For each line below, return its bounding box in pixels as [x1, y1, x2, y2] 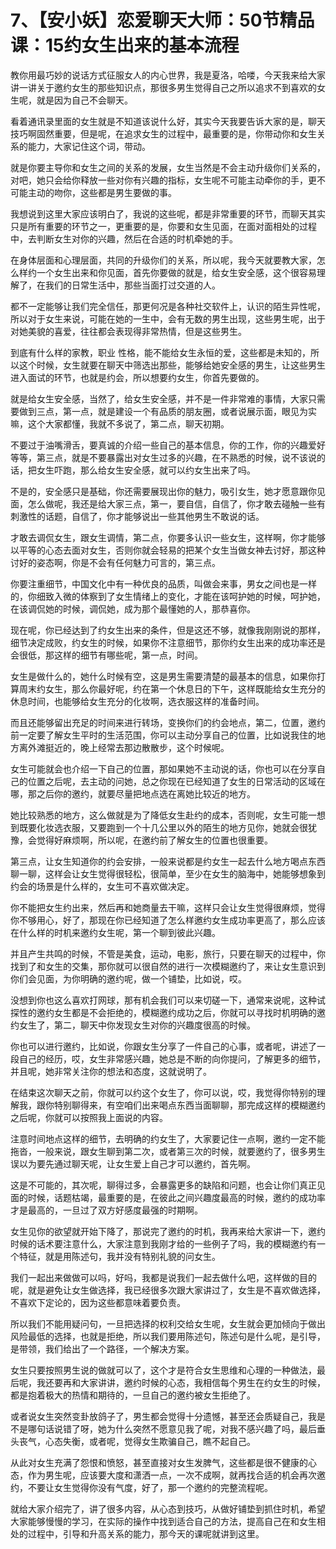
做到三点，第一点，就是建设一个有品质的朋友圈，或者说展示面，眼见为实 [18, 405, 317, 417]
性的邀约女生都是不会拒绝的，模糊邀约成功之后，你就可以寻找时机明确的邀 [18, 1006, 326, 1018]
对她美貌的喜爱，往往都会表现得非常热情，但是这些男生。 [10, 325, 247, 337]
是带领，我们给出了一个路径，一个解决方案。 [10, 1342, 195, 1355]
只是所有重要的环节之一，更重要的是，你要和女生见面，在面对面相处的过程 [10, 220, 317, 232]
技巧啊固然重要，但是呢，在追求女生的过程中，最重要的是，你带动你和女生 [10, 127, 317, 140]
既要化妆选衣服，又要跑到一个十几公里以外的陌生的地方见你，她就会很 [18, 821, 308, 833]
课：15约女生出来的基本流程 [10, 34, 240, 57]
